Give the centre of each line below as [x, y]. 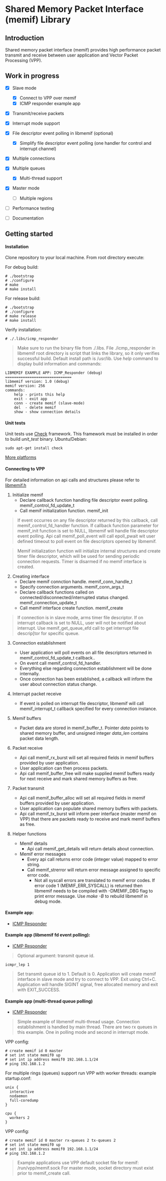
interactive [22, 1092]
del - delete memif [35, 408]
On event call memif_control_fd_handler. [60, 663]
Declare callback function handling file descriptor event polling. [84, 500]
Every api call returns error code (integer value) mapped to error [92, 859]
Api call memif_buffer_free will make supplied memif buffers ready [87, 773]
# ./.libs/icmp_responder [32, 339]
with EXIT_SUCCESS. [39, 990]
